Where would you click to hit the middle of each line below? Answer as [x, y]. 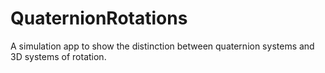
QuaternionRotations [99, 18]
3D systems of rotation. [58, 56]
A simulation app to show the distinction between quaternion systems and [162, 46]
